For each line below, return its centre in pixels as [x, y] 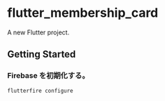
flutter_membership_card [83, 13]
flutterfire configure [40, 90]
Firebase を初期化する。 [48, 76]
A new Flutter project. [38, 32]
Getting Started [42, 54]
